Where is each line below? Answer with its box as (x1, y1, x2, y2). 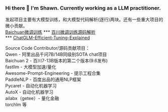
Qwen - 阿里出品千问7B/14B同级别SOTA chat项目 (5, 51, 107, 57)
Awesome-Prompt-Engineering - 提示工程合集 (5, 70, 101, 76)
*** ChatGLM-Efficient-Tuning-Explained (5, 35, 90, 41)
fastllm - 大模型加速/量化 (5, 64, 57, 70)
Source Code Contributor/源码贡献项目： (5, 45, 90, 51)
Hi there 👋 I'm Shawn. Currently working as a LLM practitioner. (5, 5, 161, 12)
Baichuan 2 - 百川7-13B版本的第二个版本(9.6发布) (5, 58, 108, 64)
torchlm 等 (5, 101, 27, 107)
